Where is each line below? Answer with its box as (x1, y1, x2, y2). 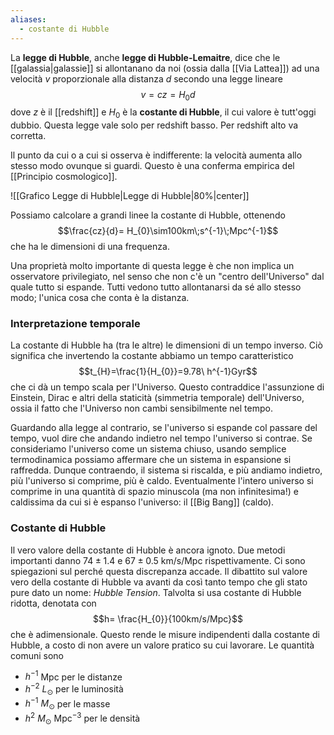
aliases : (10, 14, 47, 25)
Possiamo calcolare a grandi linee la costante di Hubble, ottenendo (10, 209, 286, 221)
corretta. (10, 130, 47, 142)
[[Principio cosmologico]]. (10, 171, 118, 183)
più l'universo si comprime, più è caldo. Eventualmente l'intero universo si (10, 475, 314, 487)
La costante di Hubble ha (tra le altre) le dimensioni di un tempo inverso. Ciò (10, 339, 323, 351)
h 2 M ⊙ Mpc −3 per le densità (24, 711, 141, 726)
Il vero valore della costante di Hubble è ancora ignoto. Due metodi (10, 544, 286, 556)
